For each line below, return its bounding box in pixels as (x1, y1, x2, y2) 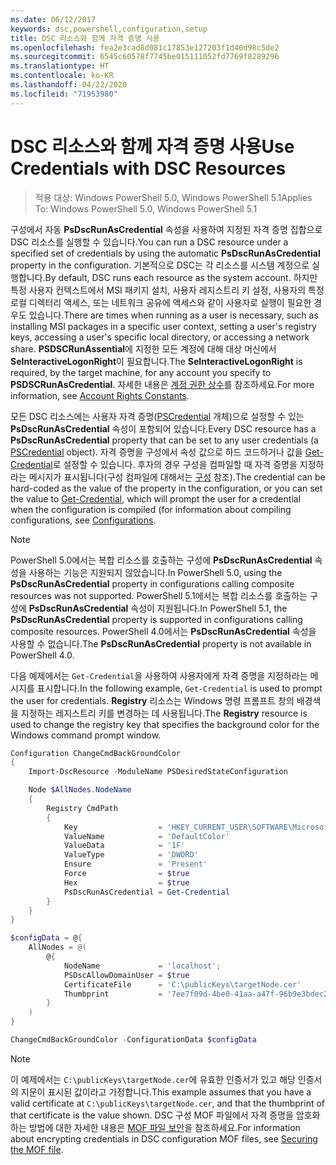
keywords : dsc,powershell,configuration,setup (10, 24, 208, 34)
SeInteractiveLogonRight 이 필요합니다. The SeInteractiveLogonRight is (10, 355, 303, 367)
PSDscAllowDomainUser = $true (63, 970, 190, 980)
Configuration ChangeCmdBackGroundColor (10, 748, 182, 758)
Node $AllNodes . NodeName (28, 785, 132, 795)
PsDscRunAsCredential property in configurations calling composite (10, 577, 295, 590)
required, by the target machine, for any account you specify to (10, 366, 272, 378)
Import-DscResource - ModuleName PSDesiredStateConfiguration (28, 767, 288, 777)
